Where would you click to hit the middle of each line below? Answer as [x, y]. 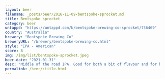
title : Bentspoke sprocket [33, 19]
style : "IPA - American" [30, 46]
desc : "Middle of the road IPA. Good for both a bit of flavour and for [81, 64]
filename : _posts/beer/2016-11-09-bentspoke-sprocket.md [65, 14]
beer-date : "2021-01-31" [30, 60]
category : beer [21, 23]
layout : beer [18, 10]
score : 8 [14, 51]
